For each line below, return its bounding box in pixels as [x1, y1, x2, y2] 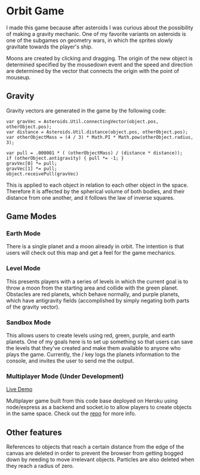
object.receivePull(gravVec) [6, 170, 79, 177]
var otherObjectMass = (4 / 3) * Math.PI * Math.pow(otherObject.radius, [6, 134, 194, 140]
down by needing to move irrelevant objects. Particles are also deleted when [6, 456, 195, 463]
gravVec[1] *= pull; [6, 166, 58, 172]
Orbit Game [6, 4, 64, 18]
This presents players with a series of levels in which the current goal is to [6, 278, 189, 285]
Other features [6, 427, 62, 437]
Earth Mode [6, 229, 41, 237]
